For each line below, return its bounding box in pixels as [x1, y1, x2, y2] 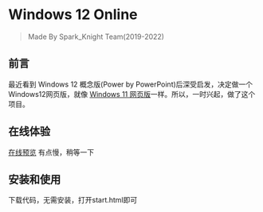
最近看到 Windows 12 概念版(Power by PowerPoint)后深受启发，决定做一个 [8, 79, 253, 89]
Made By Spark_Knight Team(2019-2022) [27, 32, 165, 41]
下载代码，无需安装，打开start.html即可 [8, 195, 138, 205]
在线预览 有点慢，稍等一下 [8, 147, 94, 156]
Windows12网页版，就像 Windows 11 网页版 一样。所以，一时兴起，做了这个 [8, 89, 256, 98]
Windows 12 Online [8, 6, 138, 24]
